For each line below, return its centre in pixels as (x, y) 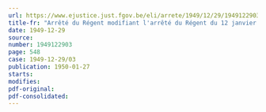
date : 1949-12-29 (37, 30)
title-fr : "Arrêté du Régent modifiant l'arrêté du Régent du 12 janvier (133, 23)
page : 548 (25, 52)
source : (21, 37)
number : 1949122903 (40, 45)
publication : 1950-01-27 (49, 67)
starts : (21, 74)
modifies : (25, 81)
